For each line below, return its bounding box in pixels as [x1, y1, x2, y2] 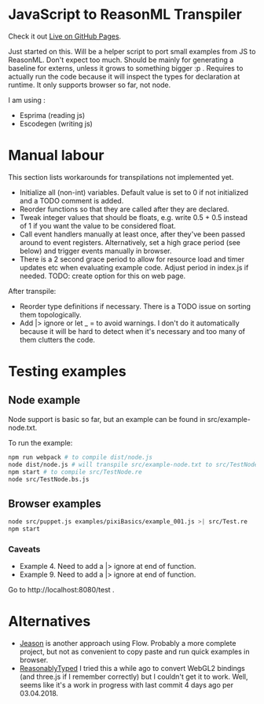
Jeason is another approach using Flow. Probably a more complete [19, 639, 236, 648]
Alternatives [8, 613, 91, 630]
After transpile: [8, 286, 57, 295]
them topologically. [19, 310, 82, 319]
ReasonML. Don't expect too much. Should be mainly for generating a [8, 55, 234, 64]
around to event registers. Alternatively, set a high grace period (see [19, 237, 241, 247]
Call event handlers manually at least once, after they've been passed [19, 229, 246, 239]
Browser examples [8, 497, 101, 510]
